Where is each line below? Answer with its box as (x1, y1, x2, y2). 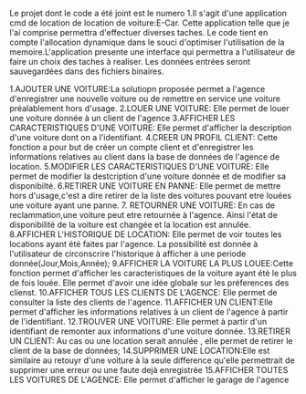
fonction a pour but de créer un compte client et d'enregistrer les (9, 141, 254, 152)
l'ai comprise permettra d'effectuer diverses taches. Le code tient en (9, 27, 269, 37)
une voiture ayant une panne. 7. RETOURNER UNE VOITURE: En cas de (9, 200, 276, 211)
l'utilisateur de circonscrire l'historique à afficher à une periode (9, 248, 247, 259)
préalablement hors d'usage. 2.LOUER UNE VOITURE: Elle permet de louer (9, 103, 290, 113)
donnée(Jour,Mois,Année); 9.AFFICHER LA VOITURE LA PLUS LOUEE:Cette (9, 258, 294, 268)
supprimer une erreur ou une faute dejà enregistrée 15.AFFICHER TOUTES (9, 365, 289, 375)
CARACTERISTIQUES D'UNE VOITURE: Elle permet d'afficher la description (9, 122, 292, 133)
